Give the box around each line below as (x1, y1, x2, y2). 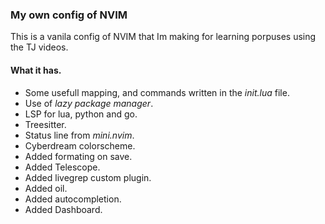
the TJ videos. (10, 41, 69, 53)
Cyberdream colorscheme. (24, 139, 136, 152)
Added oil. (24, 182, 68, 194)
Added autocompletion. (24, 193, 122, 205)
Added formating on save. (24, 150, 133, 162)
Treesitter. (24, 118, 67, 130)
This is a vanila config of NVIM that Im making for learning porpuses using (10, 31, 317, 43)
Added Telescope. (24, 161, 101, 173)
